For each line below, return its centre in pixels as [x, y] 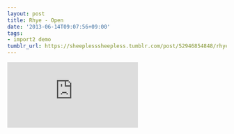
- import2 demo [29, 40]
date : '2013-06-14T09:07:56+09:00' [59, 27]
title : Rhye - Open [36, 20]
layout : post [26, 14]
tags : [15, 33]
